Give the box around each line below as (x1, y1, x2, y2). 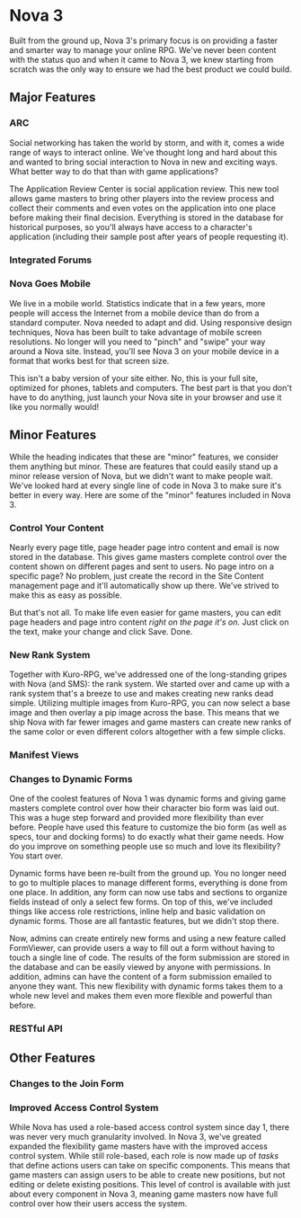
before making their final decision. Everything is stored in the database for (9, 212, 284, 223)
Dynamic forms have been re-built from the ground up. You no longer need (9, 868, 288, 879)
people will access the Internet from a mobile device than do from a (9, 307, 260, 318)
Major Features (9, 90, 96, 105)
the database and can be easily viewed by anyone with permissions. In (9, 962, 271, 973)
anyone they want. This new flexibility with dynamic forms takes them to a (9, 981, 283, 991)
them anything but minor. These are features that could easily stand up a (9, 460, 279, 472)
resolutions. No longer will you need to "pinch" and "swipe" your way (9, 336, 266, 347)
